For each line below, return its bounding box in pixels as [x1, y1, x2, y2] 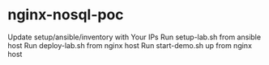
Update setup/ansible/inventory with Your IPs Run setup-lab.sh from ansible [7, 32, 261, 42]
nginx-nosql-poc [7, 6, 124, 24]
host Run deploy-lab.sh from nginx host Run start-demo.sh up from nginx [7, 40, 253, 50]
